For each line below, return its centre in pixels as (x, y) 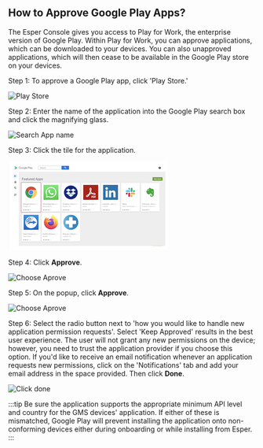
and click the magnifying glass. (58, 119)
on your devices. (35, 65)
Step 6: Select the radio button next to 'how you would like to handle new (126, 323)
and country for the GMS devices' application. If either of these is (114, 412)
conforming (27, 429)
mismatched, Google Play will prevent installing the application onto (117, 420)
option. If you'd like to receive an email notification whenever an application (130, 357)
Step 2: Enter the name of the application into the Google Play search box (127, 111)
